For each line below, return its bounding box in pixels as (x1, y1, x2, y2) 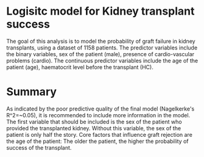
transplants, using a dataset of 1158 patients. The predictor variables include (6, 44, 198, 51)
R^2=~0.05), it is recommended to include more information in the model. (6, 111, 191, 119)
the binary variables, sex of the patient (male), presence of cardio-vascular (6, 50, 195, 57)
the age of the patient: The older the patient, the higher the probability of (6, 137, 189, 145)
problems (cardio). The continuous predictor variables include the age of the (6, 57, 199, 64)
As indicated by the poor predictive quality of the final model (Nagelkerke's (6, 105, 195, 112)
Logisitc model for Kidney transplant (6, 4, 195, 18)
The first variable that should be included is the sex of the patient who (6, 118, 182, 125)
